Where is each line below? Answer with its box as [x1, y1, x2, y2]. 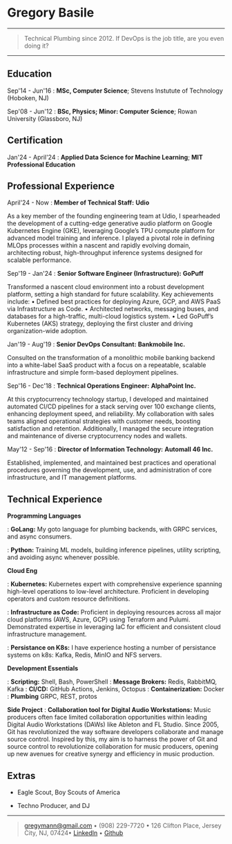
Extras [7, 769, 36, 782]
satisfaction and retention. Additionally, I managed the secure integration [7, 424, 214, 433]
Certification [7, 135, 64, 147]
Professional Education [7, 160, 76, 169]
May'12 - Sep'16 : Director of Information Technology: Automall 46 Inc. [7, 445, 213, 453]
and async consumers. [7, 532, 72, 541]
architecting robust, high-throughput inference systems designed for [7, 249, 203, 257]
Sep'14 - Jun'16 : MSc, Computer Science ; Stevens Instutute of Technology [7, 86, 223, 95]
